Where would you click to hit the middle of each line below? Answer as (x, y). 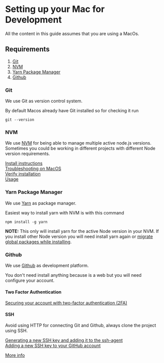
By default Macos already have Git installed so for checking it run (72, 111)
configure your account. (30, 280)
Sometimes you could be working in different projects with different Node (80, 149)
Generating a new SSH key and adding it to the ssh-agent (64, 341)
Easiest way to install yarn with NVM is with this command (65, 212)
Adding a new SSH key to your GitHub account (53, 346)
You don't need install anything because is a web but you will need (73, 275)
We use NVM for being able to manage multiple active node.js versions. (78, 143)
